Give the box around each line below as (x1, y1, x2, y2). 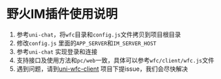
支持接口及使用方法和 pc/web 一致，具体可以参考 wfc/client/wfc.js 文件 (16, 56, 215, 64)
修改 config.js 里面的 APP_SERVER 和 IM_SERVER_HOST (16, 38, 156, 47)
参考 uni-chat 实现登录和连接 (16, 47, 98, 56)
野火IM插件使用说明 (6, 6, 118, 22)
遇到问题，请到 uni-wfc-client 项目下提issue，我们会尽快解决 (16, 65, 189, 73)
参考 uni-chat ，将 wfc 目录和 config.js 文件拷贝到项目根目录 (16, 30, 181, 38)
